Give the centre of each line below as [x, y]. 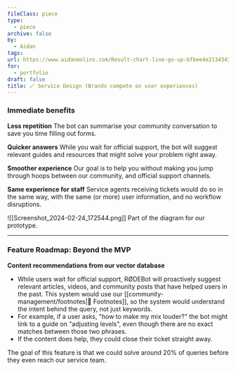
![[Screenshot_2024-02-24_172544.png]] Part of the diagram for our [106, 218]
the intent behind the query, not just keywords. [85, 309]
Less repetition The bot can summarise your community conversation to [112, 126]
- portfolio [31, 73]
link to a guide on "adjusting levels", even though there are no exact [115, 324]
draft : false [26, 79]
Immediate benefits [41, 111]
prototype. [22, 225]
